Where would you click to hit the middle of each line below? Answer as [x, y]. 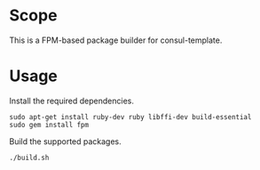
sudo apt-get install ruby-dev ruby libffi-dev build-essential [130, 117]
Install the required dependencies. [72, 101]
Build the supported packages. [65, 141]
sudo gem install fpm [49, 125]
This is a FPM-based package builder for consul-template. [116, 40]
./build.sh [29, 158]
